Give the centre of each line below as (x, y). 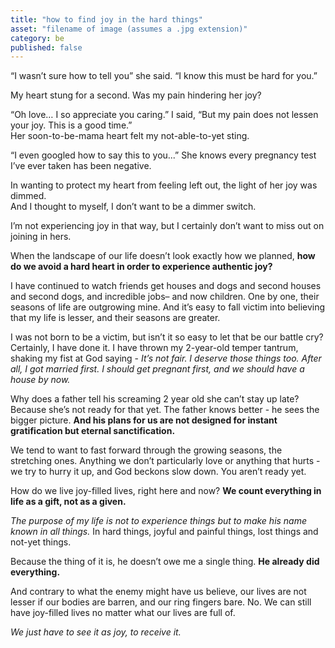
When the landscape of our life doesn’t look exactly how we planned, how (163, 256)
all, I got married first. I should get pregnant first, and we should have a (157, 369)
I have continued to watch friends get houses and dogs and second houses (166, 286)
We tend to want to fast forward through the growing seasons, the (146, 450)
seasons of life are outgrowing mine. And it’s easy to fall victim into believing (168, 307)
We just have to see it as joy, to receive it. (96, 632)
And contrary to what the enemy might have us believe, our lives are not (158, 592)
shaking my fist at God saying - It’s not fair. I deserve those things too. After (166, 358)
